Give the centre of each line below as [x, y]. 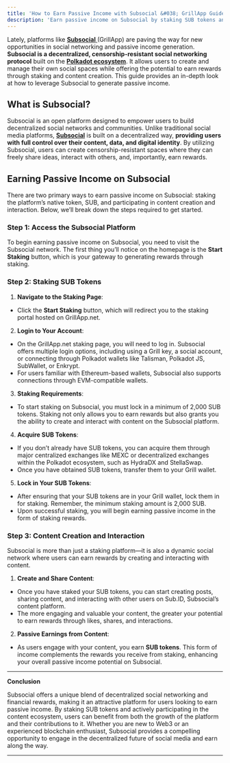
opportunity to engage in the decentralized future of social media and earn [112, 738]
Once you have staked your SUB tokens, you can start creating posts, [115, 592]
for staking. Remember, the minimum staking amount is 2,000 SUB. [112, 503]
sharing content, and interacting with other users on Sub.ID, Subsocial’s [118, 599]
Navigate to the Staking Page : [60, 297]
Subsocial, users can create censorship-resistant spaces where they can [110, 150]
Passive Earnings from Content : [63, 634]
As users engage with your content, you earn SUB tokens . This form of [117, 647]
